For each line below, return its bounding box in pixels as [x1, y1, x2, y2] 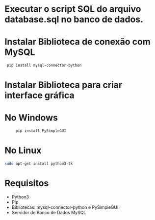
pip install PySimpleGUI [15, 128, 67, 133]
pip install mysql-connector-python [6, 63, 82, 68]
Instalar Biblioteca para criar [4, 79, 123, 91]
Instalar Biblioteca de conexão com [4, 36, 151, 48]
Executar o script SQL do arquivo [4, 3, 141, 15]
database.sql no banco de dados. [4, 14, 143, 25]
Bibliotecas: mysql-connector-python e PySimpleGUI [11, 204, 119, 210]
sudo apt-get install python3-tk [4, 161, 73, 166]
